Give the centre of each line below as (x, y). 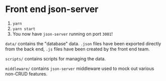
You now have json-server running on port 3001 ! (63, 34)
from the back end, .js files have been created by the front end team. (77, 49)
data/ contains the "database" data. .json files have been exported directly (83, 43)
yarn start (24, 29)
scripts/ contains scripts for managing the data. (56, 58)
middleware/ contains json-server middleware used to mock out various (80, 68)
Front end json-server (52, 9)
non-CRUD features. (26, 73)
